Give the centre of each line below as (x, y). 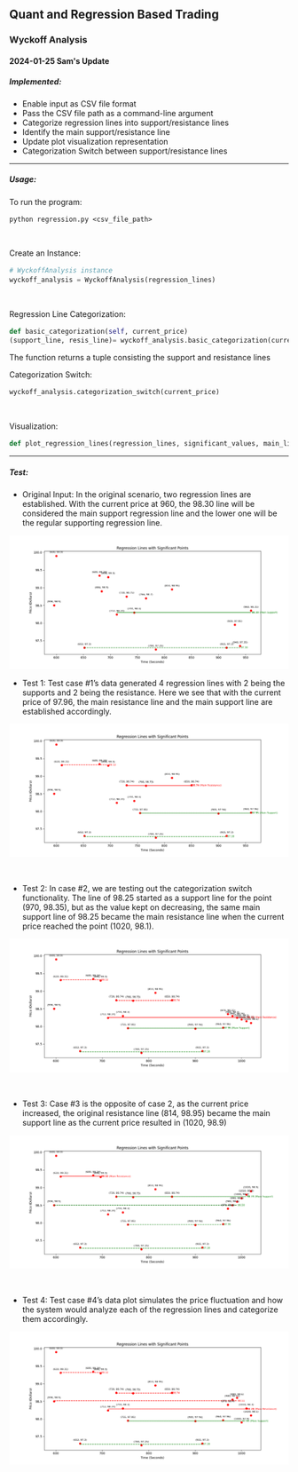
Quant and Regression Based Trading (114, 15)
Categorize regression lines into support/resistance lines (125, 123)
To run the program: (46, 202)
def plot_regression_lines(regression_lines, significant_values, (134, 444)
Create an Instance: (45, 253)
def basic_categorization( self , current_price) (99, 331)
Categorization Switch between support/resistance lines (125, 151)
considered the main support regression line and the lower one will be (149, 513)
